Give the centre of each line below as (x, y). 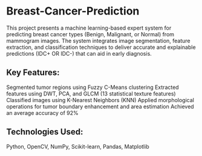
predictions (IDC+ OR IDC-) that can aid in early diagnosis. (79, 53)
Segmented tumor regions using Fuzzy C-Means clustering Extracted (93, 87)
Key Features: (33, 73)
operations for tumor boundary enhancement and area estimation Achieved (100, 106)
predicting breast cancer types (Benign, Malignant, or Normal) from (90, 34)
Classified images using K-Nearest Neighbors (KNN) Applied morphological (100, 100)
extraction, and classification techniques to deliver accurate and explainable (101, 47)
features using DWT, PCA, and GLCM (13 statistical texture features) (91, 93)
